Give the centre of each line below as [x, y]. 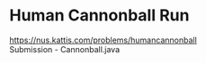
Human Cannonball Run [99, 16]
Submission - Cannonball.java [65, 49]
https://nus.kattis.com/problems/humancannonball [103, 40]
